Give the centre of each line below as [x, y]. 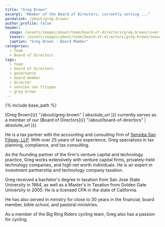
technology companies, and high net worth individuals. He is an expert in [79, 165]
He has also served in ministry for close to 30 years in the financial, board [80, 200]
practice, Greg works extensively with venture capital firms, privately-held [80, 160]
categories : [17, 46]
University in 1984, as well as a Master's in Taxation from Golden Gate [76, 185]
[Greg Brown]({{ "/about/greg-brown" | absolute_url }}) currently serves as [81, 115]
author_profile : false [28, 23]
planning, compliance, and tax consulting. [47, 145]
